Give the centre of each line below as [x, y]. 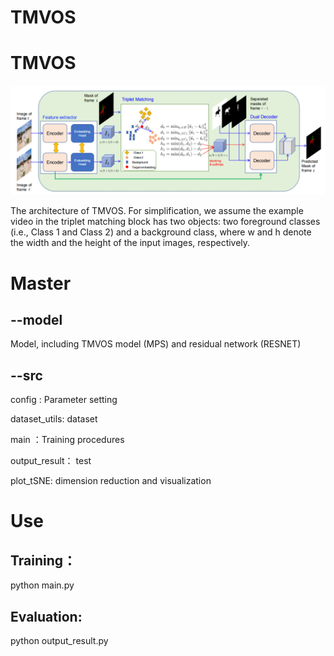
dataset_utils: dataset [54, 419]
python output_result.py [59, 640]
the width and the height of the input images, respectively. [130, 243]
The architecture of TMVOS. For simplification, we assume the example [157, 211]
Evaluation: [46, 616]
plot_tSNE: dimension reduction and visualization [111, 481]
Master [41, 283]
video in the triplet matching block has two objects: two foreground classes [165, 222]
